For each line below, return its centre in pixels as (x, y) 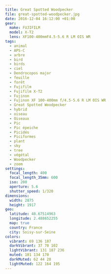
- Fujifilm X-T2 (26, 91)
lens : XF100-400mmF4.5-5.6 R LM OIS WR (50, 37)
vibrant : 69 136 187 (30, 241)
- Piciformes (23, 137)
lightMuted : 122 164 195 (35, 264)
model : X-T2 (22, 32)
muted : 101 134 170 (29, 255)
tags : (11, 42)
